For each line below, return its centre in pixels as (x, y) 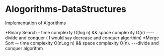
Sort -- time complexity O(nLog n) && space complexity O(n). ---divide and (82, 43)
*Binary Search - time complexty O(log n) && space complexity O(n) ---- (80, 32)
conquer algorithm (24, 48)
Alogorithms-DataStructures (66, 9)
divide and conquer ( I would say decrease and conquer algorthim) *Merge (82, 38)
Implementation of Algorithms (36, 23)
